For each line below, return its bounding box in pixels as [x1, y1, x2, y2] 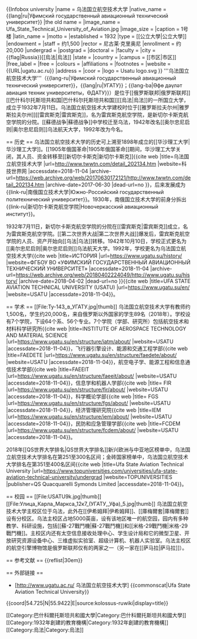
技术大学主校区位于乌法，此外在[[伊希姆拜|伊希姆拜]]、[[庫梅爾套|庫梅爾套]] [6, 508, 189, 515]
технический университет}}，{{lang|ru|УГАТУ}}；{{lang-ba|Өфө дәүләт [6, 82, 183, 89]
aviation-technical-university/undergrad [6, 474, 103, 480]
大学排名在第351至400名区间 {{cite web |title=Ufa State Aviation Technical [6, 461, 184, 468]
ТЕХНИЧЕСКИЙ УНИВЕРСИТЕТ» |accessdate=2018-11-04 [6, 265, 150, 272]
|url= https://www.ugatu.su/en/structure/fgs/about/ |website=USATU [6, 400, 171, 406]
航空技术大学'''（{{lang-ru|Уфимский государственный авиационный [6, 74, 176, 81]
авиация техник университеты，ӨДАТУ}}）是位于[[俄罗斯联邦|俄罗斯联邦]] [6, 89, 191, 96]
